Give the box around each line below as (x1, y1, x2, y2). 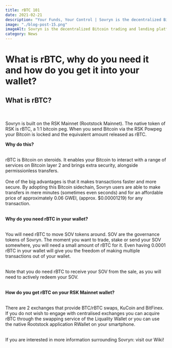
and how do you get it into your (5, 65, 140, 76)
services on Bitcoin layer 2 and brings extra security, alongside (5, 162, 138, 168)
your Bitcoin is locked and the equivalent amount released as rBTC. (5, 132, 147, 137)
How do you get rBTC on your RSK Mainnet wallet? (5, 289, 115, 296)
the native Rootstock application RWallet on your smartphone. (5, 321, 136, 327)
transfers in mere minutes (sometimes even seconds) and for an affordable (5, 190, 163, 195)
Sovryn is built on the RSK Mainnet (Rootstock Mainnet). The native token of (5, 120, 166, 126)
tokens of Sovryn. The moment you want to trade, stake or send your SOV (5, 237, 161, 243)
